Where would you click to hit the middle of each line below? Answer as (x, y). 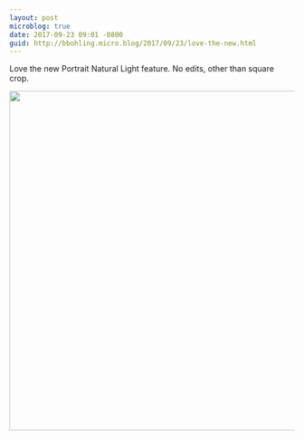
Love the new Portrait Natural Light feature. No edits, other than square (142, 69)
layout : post (34, 18)
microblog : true (40, 26)
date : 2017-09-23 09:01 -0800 (66, 34)
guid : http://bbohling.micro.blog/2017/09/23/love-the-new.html (133, 43)
